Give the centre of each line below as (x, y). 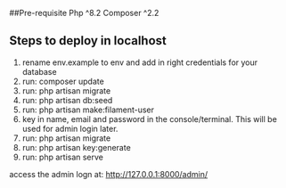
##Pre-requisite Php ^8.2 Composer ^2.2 (84, 13)
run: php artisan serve (63, 157)
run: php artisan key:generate (76, 147)
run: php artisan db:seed (67, 100)
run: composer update (63, 81)
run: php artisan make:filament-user (88, 110)
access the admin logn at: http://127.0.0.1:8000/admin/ (108, 174)
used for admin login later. (70, 128)
